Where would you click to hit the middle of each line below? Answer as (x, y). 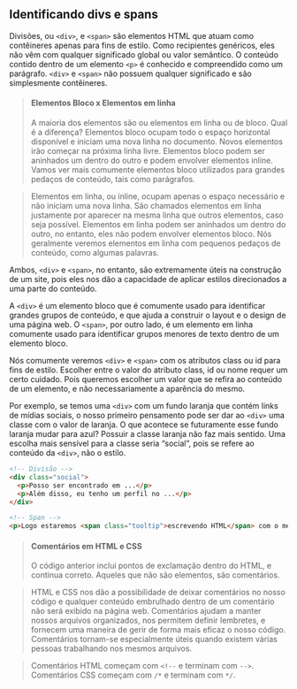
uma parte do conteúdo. (53, 289)
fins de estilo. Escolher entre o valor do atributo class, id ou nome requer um (148, 370)
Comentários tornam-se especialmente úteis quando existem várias (154, 639)
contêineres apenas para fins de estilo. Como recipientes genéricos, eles (142, 45)
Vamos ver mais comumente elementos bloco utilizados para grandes (158, 170)
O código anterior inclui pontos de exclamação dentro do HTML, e (151, 566)
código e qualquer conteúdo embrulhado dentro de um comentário (152, 601)
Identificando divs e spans (84, 15)
